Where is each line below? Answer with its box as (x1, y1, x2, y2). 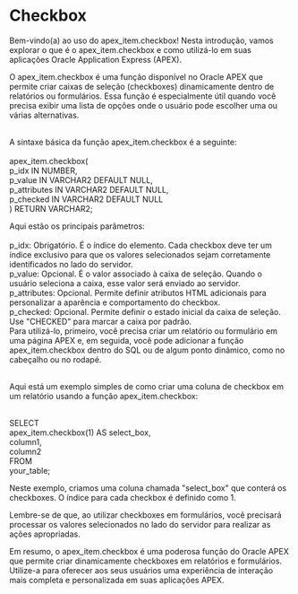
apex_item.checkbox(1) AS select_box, (9, 427, 151, 438)
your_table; (9, 465, 51, 476)
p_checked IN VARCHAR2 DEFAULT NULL (9, 194, 164, 205)
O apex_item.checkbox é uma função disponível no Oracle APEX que (9, 71, 264, 82)
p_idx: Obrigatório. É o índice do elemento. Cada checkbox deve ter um (9, 240, 273, 250)
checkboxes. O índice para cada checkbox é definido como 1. (9, 492, 237, 502)
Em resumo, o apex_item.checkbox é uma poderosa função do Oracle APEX (9, 546, 289, 556)
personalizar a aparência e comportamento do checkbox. (9, 297, 221, 308)
